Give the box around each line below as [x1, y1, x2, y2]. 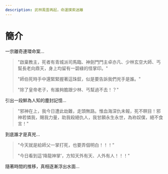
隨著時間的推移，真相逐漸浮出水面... [5, 163, 80, 169]
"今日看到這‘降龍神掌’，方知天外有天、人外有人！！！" [17, 152, 130, 158]
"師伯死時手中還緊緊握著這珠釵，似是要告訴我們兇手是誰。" [17, 76, 141, 82]
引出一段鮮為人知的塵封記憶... [5, 97, 67, 103]
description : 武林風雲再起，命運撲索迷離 [5, 7, 83, 13]
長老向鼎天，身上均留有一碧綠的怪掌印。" [22, 65, 108, 71]
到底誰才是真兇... [5, 131, 40, 137]
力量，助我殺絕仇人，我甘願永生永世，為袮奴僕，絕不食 [48, 114, 163, 120]
